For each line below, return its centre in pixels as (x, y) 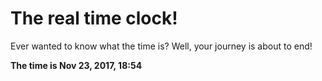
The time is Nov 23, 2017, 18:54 (76, 65)
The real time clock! (94, 18)
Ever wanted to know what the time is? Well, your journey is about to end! (161, 46)
